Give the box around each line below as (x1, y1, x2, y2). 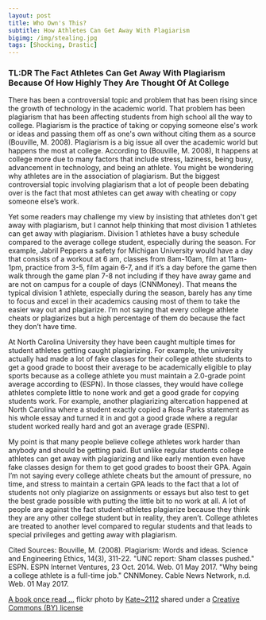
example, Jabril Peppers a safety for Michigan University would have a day (8, 246, 253, 255)
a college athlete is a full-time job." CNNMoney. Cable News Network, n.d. (8, 571, 252, 580)
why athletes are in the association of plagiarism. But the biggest (8, 172, 220, 181)
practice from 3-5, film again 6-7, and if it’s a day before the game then (25, 263, 257, 273)
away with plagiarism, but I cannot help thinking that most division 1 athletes (8, 220, 257, 231)
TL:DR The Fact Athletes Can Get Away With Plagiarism (8, 68, 226, 79)
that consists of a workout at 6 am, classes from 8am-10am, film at (8, 254, 226, 264)
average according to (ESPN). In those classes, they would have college (8, 379, 244, 389)
